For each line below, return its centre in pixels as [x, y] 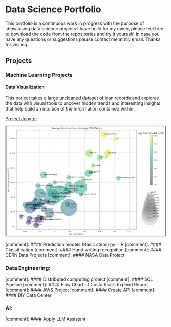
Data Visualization [25, 87]
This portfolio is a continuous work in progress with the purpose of [75, 23]
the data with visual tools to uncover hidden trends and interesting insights [83, 103]
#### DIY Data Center [28, 295]
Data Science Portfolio [53, 9]
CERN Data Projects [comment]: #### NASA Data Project [65, 255]
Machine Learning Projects [39, 75]
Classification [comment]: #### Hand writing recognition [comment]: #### [83, 250]
